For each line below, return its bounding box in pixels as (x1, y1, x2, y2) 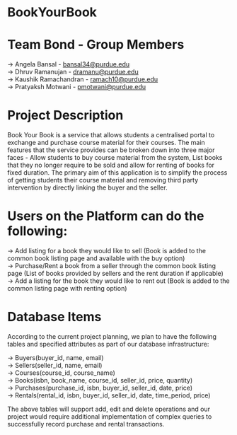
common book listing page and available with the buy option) (7, 254, 185, 262)
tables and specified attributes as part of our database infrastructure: (7, 340, 209, 348)
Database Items (7, 309, 102, 325)
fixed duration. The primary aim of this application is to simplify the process (7, 168, 228, 177)
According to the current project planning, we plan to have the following (7, 332, 217, 340)
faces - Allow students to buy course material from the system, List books (7, 153, 223, 162)
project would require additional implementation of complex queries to (7, 412, 212, 421)
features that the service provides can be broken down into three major (7, 146, 215, 154)
